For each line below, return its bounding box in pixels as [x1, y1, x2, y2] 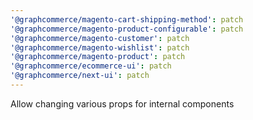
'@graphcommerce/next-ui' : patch [10, 71, 150, 81]
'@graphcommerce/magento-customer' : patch [10, 33, 190, 43]
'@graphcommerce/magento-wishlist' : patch [10, 42, 190, 53]
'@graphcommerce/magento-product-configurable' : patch [10, 24, 244, 34]
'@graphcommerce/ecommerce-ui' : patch [10, 61, 172, 71]
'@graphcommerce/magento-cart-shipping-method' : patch [10, 14, 244, 25]
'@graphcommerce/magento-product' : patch [10, 52, 186, 62]
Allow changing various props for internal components [10, 97, 235, 110]
